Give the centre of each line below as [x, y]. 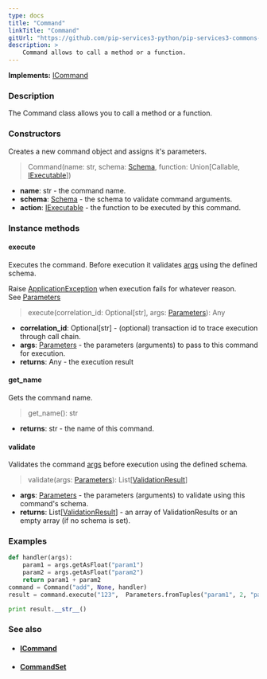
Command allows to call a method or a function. [104, 53]
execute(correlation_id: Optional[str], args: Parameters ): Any [126, 312]
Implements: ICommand [48, 75]
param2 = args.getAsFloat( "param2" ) [83, 573]
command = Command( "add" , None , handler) [78, 587]
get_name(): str [52, 413]
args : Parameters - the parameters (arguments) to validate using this [132, 495]
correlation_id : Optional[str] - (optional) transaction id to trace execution [139, 328]
